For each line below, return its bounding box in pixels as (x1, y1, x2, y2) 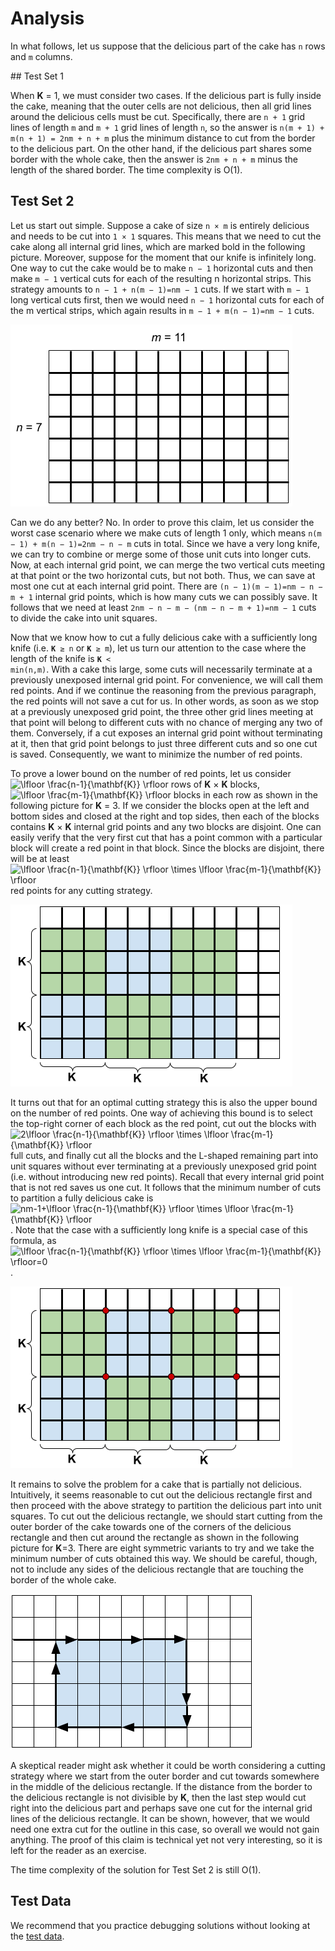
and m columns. (10, 50, 73, 62)
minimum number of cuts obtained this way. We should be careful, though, (10, 1552, 318, 1564)
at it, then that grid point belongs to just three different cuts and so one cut (10, 737, 318, 749)
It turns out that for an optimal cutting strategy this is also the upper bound (10, 1096, 318, 1108)
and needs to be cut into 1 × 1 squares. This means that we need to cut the (10, 230, 322, 242)
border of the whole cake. (10, 1573, 117, 1586)
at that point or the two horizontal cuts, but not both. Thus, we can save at (10, 569, 316, 581)
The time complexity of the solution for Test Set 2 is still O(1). (10, 1863, 262, 1876)
